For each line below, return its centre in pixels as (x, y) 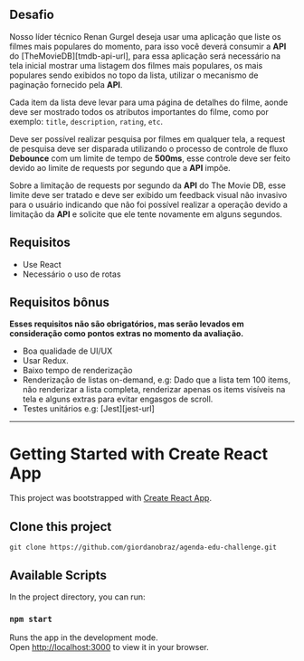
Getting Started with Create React (139, 453)
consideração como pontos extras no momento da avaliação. (127, 334)
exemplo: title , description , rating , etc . (86, 121)
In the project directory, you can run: (77, 597)
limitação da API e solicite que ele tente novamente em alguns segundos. (146, 214)
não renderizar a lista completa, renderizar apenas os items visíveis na (154, 390)
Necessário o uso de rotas (71, 274)
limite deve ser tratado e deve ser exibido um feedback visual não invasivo (148, 194)
